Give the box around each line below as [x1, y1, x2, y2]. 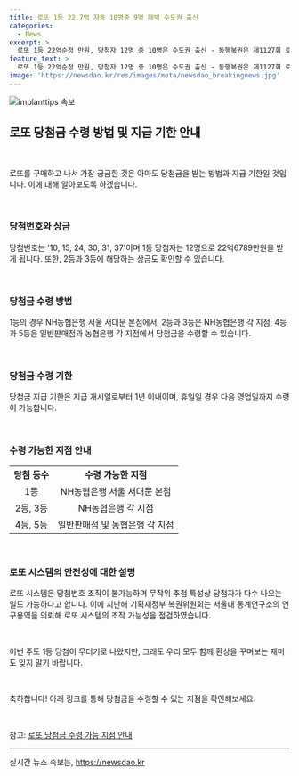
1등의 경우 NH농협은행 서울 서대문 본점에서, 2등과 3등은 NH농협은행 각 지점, [9, 317, 273, 327]
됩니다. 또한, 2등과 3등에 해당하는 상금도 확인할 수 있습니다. [18, 253, 225, 263]
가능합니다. [18, 402, 58, 414]
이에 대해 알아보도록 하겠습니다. [28, 179, 138, 190]
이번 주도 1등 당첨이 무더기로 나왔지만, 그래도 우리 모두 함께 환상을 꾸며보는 [9, 646, 269, 657]
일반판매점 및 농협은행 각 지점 [57, 518, 174, 530]
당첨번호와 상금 [9, 220, 71, 232]
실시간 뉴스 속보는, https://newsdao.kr [9, 757, 145, 768]
